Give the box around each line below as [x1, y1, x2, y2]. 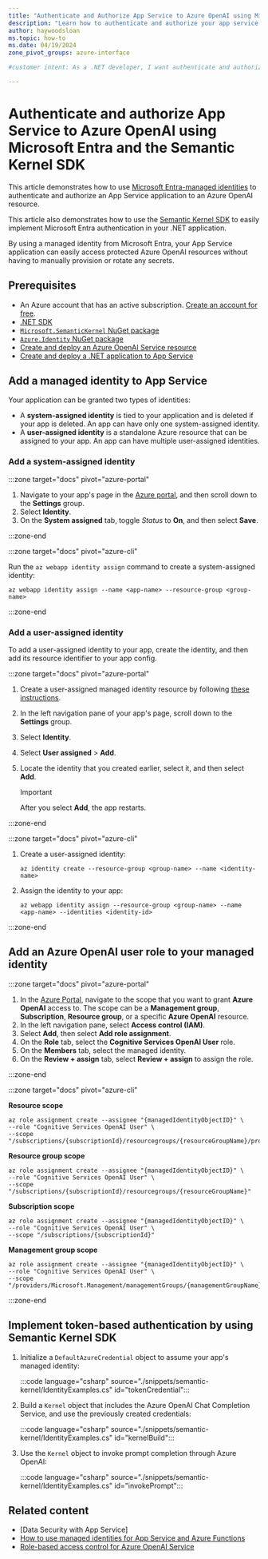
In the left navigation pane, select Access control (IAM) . [19, 1020, 206, 1030]
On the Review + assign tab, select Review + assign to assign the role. [19, 1054, 254, 1063]
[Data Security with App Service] [19, 1525, 128, 1535]
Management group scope [8, 1245, 98, 1254]
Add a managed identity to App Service [8, 374, 207, 388]
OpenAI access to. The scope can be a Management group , [19, 1003, 219, 1012]
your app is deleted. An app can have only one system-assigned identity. [19, 419, 260, 429]
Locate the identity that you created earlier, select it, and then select [19, 764, 245, 773]
